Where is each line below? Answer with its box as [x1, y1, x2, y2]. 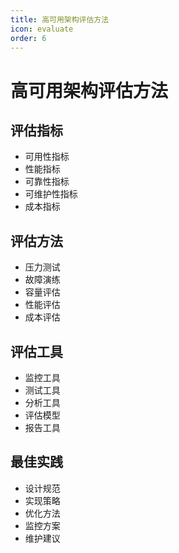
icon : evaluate [10, 24, 74, 34]
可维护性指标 [24, 188, 78, 200]
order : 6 [10, 33, 47, 43]
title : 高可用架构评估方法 [10, 14, 110, 25]
